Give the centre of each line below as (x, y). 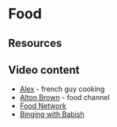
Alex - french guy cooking (62, 89)
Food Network (43, 106)
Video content (44, 69)
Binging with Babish (52, 114)
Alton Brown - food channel (64, 98)
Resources (35, 43)
